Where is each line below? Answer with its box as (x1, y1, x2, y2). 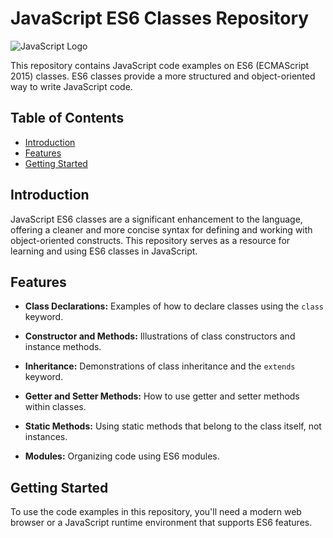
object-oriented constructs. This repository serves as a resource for (10, 234, 291, 246)
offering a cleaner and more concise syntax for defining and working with (10, 223, 313, 236)
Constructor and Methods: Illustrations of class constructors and (24, 330, 296, 342)
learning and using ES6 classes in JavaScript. (10, 245, 198, 257)
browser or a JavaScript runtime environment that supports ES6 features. (10, 517, 313, 529)
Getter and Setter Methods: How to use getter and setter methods (24, 390, 300, 402)
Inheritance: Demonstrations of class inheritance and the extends (24, 360, 296, 372)
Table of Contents (10, 110, 125, 127)
